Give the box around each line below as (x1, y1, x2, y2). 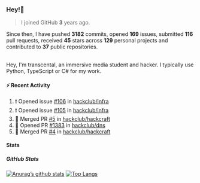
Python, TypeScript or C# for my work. (6, 68, 102, 75)
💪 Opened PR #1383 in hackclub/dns (14, 121, 106, 129)
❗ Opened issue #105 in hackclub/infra (14, 106, 109, 114)
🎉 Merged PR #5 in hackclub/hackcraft (14, 115, 111, 122)
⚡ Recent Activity (6, 81, 50, 89)
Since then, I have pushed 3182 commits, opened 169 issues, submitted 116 (6, 30, 193, 38)
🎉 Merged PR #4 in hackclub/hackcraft (14, 128, 111, 135)
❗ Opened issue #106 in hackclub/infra (14, 97, 109, 105)
